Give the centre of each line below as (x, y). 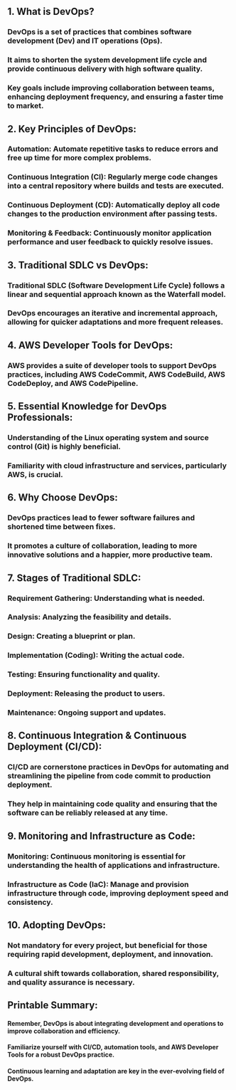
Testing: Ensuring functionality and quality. (84, 674)
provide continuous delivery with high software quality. (105, 69)
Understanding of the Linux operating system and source (108, 438)
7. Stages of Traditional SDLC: (74, 578)
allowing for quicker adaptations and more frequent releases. (116, 322)
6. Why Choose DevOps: (63, 498)
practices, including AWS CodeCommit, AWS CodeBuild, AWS (116, 374)
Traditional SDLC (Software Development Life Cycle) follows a (116, 285)
